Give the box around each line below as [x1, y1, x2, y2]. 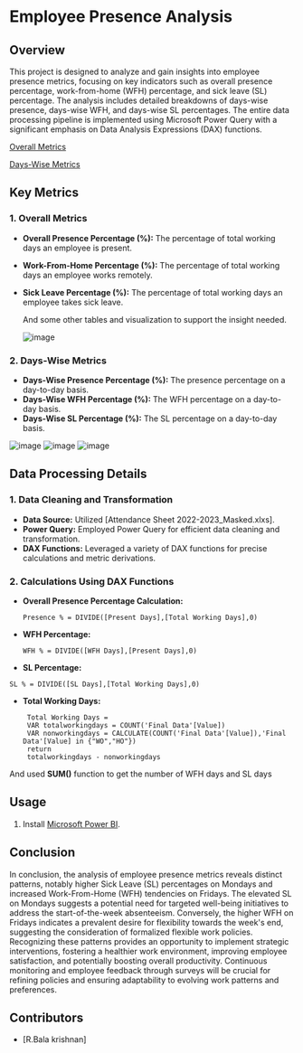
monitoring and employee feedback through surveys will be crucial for [9, 964, 271, 975]
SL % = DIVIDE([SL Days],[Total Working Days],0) [9, 680, 201, 689]
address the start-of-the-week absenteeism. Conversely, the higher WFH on [9, 907, 294, 918]
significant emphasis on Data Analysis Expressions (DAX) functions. [9, 124, 262, 135]
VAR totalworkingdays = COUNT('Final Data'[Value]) [26, 720, 226, 729]
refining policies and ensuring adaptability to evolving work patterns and [9, 974, 279, 985]
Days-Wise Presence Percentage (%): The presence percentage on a [22, 374, 286, 385]
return [26, 744, 52, 754]
